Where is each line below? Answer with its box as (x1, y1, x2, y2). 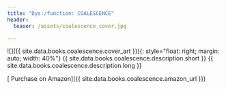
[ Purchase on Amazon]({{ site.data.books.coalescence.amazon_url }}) (7, 75, 206, 83)
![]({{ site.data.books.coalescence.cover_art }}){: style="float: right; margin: (7, 47, 220, 55)
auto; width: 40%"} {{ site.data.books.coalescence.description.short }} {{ (7, 54, 214, 63)
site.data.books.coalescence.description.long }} (7, 62, 142, 70)
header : (7, 16, 29, 23)
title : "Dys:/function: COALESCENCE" (7, 10, 115, 17)
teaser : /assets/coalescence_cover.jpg (13, 22, 127, 29)
